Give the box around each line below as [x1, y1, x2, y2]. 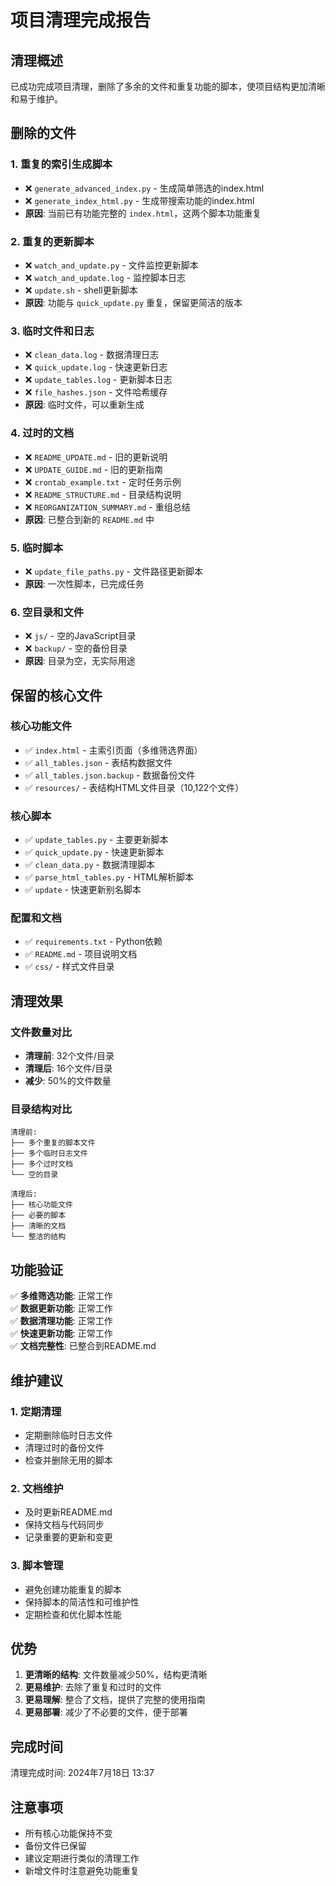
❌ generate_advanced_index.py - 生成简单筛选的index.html [24, 182, 265, 194]
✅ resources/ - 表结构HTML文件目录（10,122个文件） [24, 781, 245, 793]
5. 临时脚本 [10, 541, 64, 555]
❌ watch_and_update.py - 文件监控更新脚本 [24, 259, 199, 271]
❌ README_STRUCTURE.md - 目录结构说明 [24, 488, 182, 500]
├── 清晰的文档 [10, 1221, 67, 1231]
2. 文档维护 [10, 1481, 64, 1495]
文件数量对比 [10, 1025, 73, 1039]
